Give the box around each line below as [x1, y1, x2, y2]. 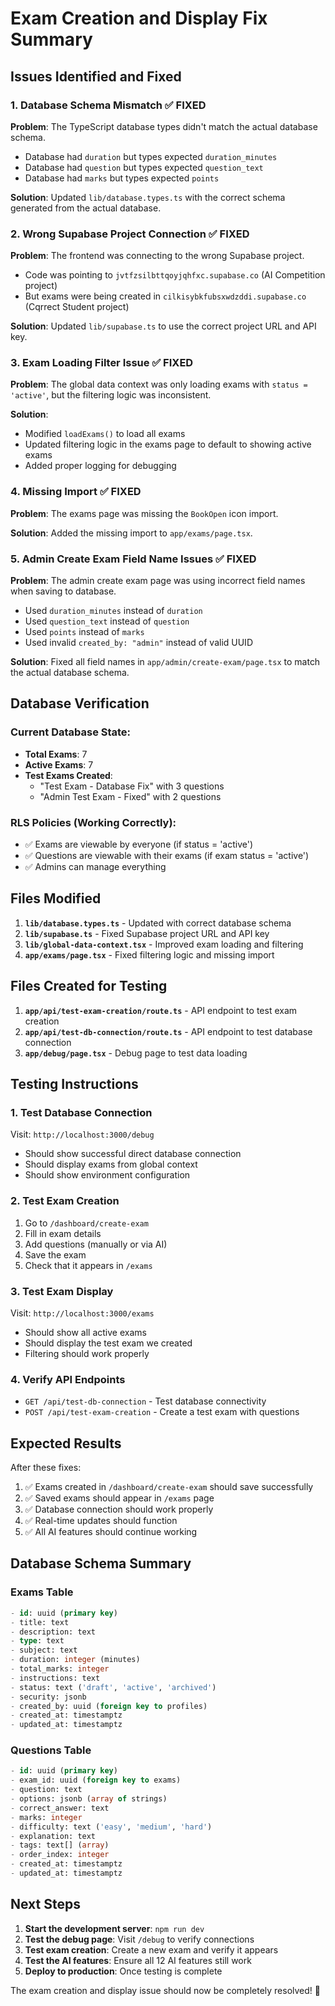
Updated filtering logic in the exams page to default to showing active [24, 438, 312, 451]
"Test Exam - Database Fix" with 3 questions [39, 780, 225, 792]
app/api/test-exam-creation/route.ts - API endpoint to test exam [24, 1004, 298, 1016]
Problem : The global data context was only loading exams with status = [10, 378, 308, 391]
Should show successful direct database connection [24, 1148, 242, 1160]
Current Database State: [10, 725, 132, 739]
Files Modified [10, 890, 102, 907]
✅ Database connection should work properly [24, 1503, 214, 1516]
